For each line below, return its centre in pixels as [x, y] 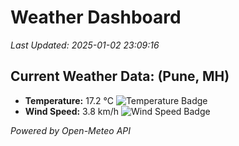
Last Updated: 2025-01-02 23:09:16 [85, 45]
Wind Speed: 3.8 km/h [72, 111]
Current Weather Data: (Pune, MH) [120, 76]
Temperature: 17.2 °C [69, 100]
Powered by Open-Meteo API [71, 130]
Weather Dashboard [96, 17]
